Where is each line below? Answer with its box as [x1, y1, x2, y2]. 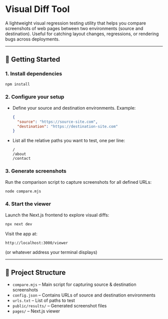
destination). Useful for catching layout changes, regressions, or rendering [5, 31, 159, 37]
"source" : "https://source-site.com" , [17, 119, 98, 124]
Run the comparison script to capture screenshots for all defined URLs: [5, 179, 151, 185]
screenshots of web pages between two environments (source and [5, 25, 143, 31]
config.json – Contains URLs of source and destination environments [12, 292, 156, 298]
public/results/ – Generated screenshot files [12, 303, 107, 309]
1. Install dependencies [5, 70, 62, 77]
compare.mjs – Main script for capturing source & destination [12, 281, 136, 287]
